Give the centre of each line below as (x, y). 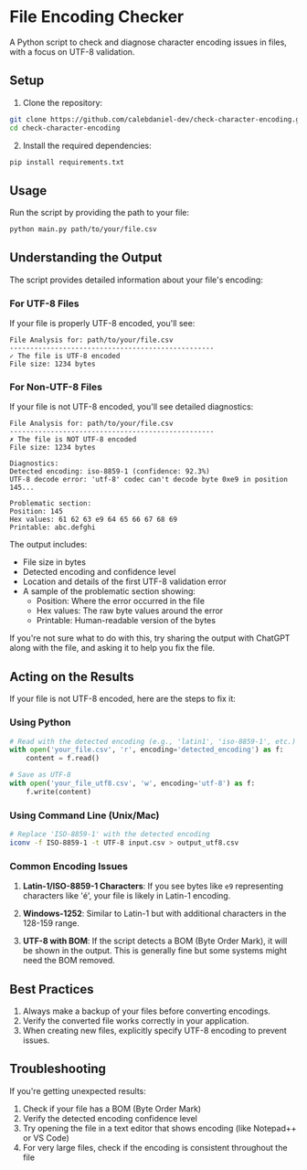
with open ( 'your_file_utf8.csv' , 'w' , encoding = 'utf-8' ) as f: (132, 783)
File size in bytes (54, 562)
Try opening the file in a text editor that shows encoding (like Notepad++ (159, 1128)
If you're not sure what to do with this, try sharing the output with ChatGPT (150, 638)
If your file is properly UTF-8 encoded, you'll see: (102, 324)
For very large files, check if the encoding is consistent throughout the (155, 1147)
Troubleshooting (58, 1069)
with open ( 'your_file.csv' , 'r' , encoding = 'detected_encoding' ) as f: (147, 750)
